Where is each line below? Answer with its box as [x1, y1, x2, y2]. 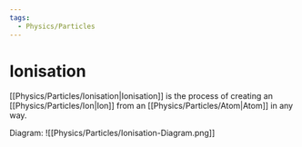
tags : [9, 13, 30, 23]
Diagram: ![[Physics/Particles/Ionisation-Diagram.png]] [9, 128, 216, 139]
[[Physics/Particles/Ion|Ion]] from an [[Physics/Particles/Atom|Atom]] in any [9, 101, 294, 112]
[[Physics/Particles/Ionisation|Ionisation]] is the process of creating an [9, 91, 273, 102]
